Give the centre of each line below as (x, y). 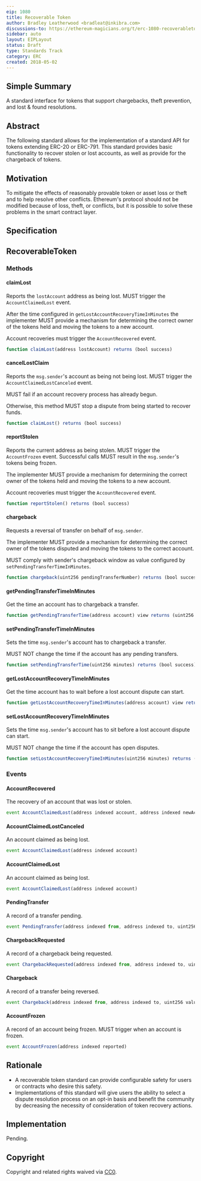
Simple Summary (39, 86)
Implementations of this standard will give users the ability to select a (100, 1092)
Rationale (24, 1065)
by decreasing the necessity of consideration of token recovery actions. (103, 1105)
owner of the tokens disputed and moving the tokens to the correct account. (100, 548)
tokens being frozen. (32, 463)
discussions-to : (26, 29)
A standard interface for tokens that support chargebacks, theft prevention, (99, 101)
